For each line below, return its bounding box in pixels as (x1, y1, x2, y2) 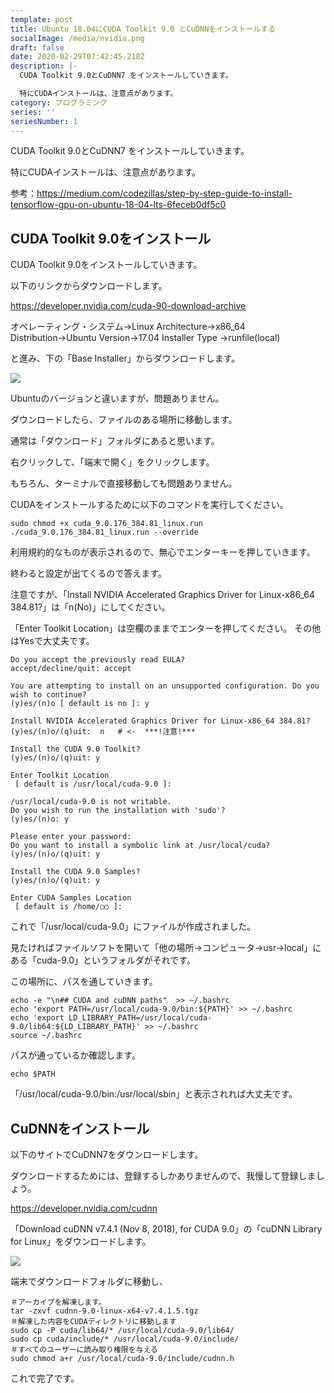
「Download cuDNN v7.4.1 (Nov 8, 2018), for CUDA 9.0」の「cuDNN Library (10, 1223, 323, 1235)
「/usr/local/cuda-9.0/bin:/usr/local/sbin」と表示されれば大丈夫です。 (10, 1088, 298, 1100)
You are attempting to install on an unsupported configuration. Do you (10, 681, 320, 691)
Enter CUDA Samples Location (10, 893, 132, 903)
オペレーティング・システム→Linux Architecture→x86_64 (10, 321, 246, 333)
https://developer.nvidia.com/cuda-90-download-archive (10, 300, 247, 312)
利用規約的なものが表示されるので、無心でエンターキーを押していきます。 (10, 546, 316, 558)
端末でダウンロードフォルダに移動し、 (10, 1276, 168, 1287)
